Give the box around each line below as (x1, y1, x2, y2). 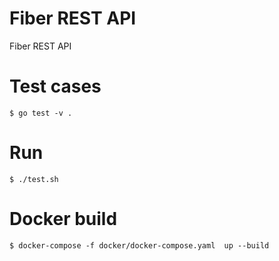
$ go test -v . (9, 108, 73, 118)
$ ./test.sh (9, 174, 59, 184)
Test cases (9, 75, 102, 98)
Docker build (9, 208, 118, 230)
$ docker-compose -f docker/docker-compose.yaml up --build (9, 240, 270, 251)
